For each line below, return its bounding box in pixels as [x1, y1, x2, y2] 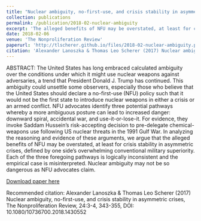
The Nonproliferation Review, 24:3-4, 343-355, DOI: [6, 202, 135, 209]
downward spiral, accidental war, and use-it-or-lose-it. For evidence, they [6, 115, 188, 122]
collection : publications [6, 14, 71, 20]
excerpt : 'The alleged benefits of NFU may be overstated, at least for [6, 25, 191, 32]
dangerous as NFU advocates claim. [6, 166, 96, 173]
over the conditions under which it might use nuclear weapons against [6, 70, 179, 78]
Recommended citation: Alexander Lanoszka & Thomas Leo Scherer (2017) [6, 189, 191, 196]
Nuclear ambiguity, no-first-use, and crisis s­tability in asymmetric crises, [6, 195, 185, 202]
